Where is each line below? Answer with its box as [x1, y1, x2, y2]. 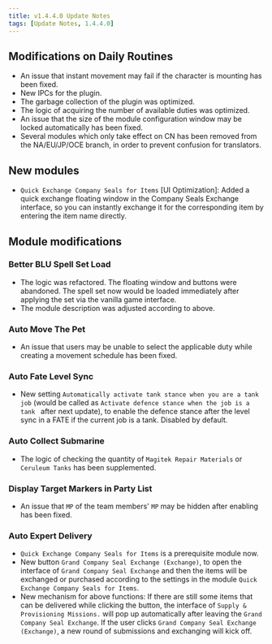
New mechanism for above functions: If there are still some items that [19, 592, 253, 602]
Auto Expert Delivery [8, 529, 93, 541]
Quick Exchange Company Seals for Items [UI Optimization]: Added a [19, 185, 250, 195]
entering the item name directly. [19, 211, 127, 221]
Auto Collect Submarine [8, 435, 106, 447]
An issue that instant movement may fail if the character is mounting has [19, 71, 262, 81]
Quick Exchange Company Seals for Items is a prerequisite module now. [19, 549, 259, 559]
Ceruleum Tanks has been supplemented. [19, 462, 157, 472]
